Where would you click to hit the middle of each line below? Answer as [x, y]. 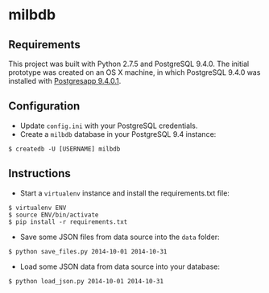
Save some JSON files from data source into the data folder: [120, 237]
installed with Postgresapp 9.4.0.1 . [65, 81]
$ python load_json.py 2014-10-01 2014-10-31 [86, 281]
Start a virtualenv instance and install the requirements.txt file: [124, 193]
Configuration [44, 106]
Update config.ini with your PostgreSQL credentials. [109, 126]
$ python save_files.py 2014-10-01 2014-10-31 [88, 251]
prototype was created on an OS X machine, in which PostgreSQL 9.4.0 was [134, 72]
